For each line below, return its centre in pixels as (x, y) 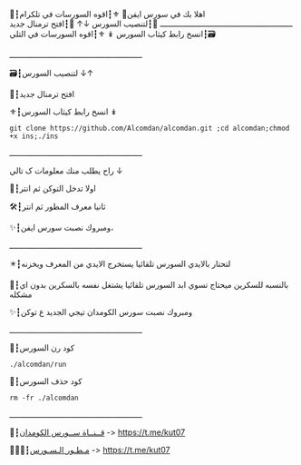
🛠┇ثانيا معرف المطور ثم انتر (58, 206)
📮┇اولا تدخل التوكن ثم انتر (53, 188)
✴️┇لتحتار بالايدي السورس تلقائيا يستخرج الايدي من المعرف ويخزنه (120, 264)
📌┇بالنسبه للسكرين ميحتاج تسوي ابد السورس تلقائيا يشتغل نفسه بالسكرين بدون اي (149, 285)
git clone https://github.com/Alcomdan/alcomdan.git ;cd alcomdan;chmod (150, 128)
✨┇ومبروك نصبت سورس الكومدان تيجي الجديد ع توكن (101, 312)
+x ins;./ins (34, 136)
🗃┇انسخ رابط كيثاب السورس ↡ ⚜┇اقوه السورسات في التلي (112, 34)
